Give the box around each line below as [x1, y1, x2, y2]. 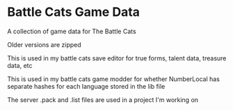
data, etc [7, 61, 33, 69]
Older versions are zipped [7, 40, 81, 49]
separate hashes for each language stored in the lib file [7, 82, 166, 90]
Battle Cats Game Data [7, 4, 140, 20]
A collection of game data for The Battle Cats [7, 27, 137, 35]
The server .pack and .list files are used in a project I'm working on [7, 95, 199, 104]
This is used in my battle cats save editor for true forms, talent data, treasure [7, 53, 227, 62]
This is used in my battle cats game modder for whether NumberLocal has [7, 74, 220, 83]
